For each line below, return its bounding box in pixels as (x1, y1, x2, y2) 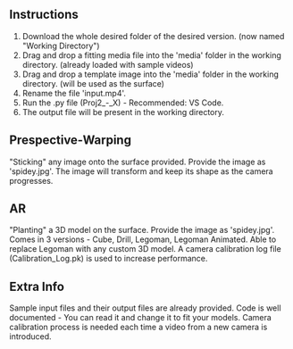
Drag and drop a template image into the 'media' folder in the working (21, 69, 280, 79)
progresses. (9, 175, 54, 186)
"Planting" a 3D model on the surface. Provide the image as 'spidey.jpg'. (9, 225, 275, 236)
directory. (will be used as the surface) (21, 78, 165, 88)
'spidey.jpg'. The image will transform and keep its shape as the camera (9, 165, 274, 177)
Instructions (9, 7, 79, 22)
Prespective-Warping (9, 133, 132, 148)
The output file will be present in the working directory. (21, 106, 225, 117)
